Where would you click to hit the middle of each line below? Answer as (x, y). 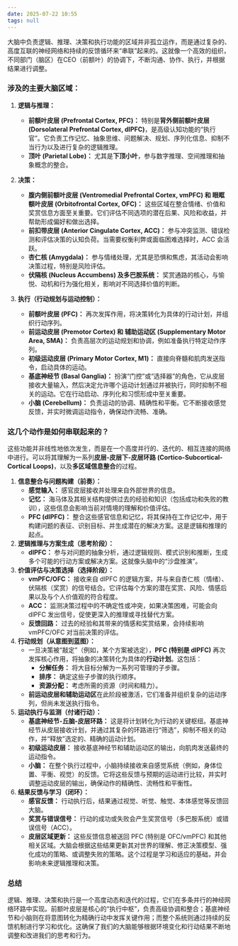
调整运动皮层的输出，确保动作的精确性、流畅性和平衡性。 (112, 783)
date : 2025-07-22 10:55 (42, 14)
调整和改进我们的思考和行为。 (51, 935)
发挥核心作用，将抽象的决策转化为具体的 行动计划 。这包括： (115, 659)
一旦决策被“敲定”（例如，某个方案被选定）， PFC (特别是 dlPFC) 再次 (126, 650)
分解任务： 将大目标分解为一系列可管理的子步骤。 (111, 668)
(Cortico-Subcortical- (190, 457)
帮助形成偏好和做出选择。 (66, 222)
